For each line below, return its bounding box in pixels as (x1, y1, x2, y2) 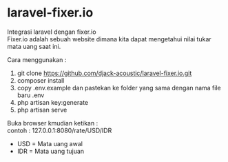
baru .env (17, 91, 45, 99)
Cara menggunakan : (7, 55, 67, 63)
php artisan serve (17, 105, 68, 114)
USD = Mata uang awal (17, 139, 83, 148)
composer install (17, 76, 65, 84)
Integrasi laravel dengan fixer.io (7, 28, 96, 36)
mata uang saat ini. (7, 42, 61, 50)
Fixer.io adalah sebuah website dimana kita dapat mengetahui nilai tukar (7, 34, 211, 43)
